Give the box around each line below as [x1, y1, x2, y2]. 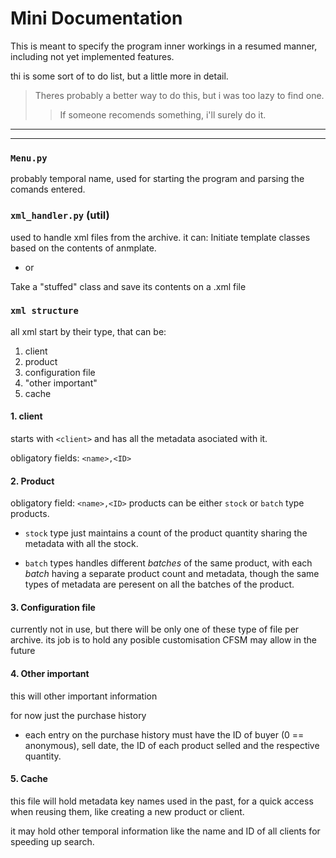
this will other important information [10, 690, 158, 702]
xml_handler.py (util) [10, 208, 110, 222]
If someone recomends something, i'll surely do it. [59, 108, 267, 121]
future [10, 645, 36, 657]
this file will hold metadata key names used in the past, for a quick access [10, 795, 314, 807]
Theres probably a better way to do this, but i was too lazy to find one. [34, 89, 325, 101]
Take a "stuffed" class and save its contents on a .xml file [10, 280, 247, 292]
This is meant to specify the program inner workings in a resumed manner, [10, 40, 318, 52]
